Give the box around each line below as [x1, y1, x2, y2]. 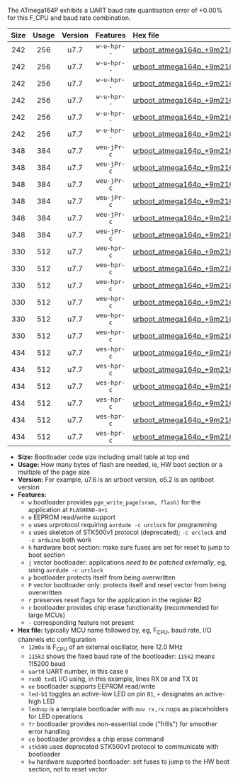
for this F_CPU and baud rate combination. [7, 13, 131, 22]
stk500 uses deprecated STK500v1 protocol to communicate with [28, 742, 219, 750]
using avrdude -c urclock [28, 566, 104, 574]
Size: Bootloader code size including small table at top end [17, 453, 190, 461]
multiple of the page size [17, 468, 91, 476]
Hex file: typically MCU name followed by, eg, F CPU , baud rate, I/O [17, 626, 212, 636]
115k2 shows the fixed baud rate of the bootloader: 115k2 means [28, 652, 215, 660]
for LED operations [28, 712, 84, 720]
